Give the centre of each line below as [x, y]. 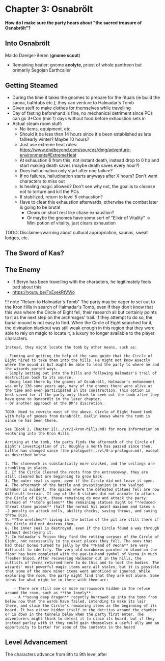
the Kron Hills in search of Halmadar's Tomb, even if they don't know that [79, 307]
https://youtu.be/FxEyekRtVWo [43, 292]
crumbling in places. [27, 468]
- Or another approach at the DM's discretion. [55, 403]
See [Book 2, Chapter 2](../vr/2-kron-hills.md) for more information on [82, 429]
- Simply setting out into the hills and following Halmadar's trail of [81, 373]
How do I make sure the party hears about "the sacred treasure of [73, 23]
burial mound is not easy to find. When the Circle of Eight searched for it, [79, 322]
